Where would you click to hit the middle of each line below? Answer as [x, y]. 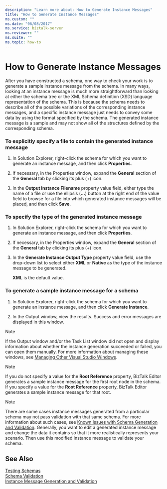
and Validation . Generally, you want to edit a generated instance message [81, 427]
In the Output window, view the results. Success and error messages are [87, 316]
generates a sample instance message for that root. [58, 392]
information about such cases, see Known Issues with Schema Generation [82, 422]
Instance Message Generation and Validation [51, 482]
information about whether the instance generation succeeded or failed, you [83, 346]
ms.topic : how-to [23, 42]
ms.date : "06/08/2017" [29, 24]
